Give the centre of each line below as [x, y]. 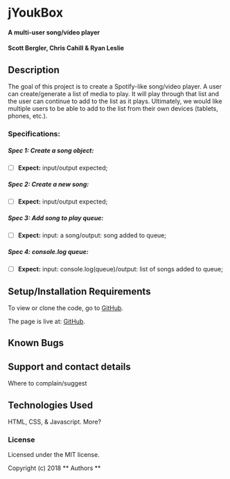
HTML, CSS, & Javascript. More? [55, 422]
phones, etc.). [28, 116]
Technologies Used [50, 405]
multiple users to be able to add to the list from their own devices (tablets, [113, 109]
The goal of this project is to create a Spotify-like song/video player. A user [115, 87]
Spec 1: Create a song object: [51, 150]
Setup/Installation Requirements [79, 291]
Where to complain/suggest [47, 383]
